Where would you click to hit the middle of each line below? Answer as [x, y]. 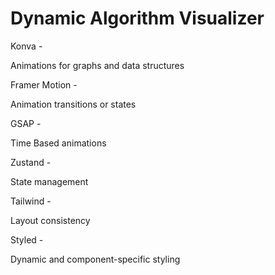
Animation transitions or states [73, 104]
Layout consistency [50, 220]
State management [49, 181]
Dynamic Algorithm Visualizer [137, 18]
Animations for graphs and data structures [97, 65]
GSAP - [26, 123]
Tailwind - [31, 201]
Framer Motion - [44, 84]
